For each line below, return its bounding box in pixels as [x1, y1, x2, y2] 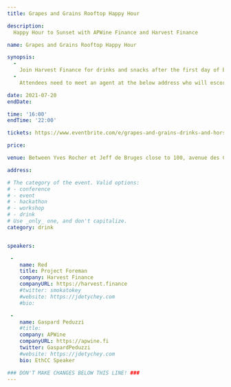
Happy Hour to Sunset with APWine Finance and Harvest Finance [13, 29, 198, 36]
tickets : [7, 129, 32, 136]
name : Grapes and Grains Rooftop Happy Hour [7, 41, 137, 48]
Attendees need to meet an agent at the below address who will [19, 79, 208, 86]
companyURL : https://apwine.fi [19, 338, 109, 345]
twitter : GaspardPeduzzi [19, 344, 91, 351]
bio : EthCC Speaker [19, 357, 76, 364]
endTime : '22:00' [7, 117, 57, 124]
